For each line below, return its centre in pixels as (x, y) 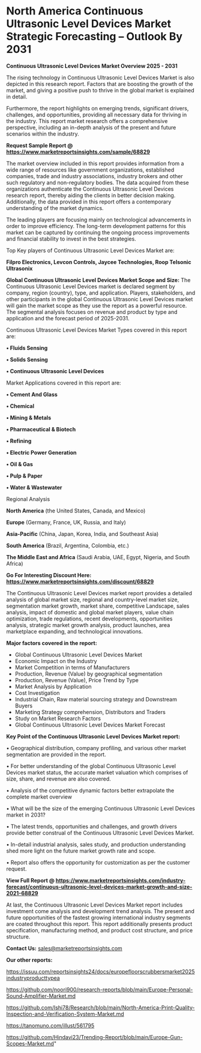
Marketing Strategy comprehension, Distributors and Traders (90, 712)
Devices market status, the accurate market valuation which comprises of (97, 772)
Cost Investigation (37, 693)
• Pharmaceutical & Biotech (41, 429)
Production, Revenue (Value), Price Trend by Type (77, 680)
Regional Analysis (28, 499)
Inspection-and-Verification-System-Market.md (65, 1014)
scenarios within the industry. (43, 134)
